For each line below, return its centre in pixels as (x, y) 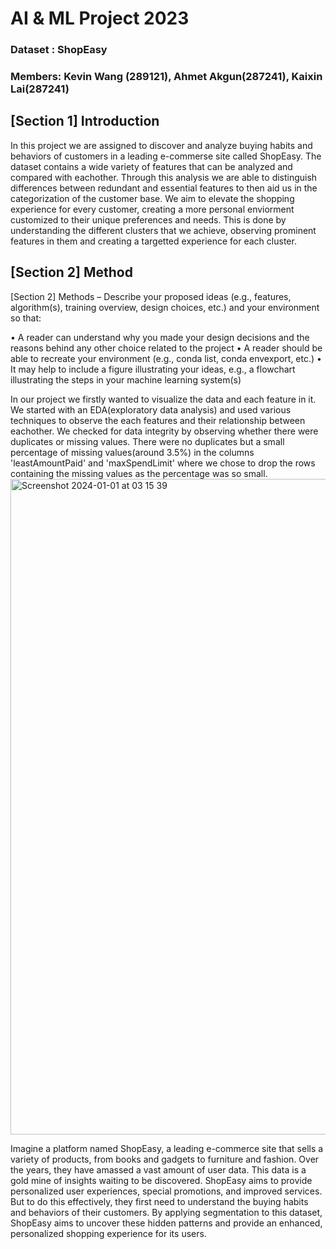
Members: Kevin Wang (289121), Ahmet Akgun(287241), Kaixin (166, 77)
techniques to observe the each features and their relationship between (158, 420)
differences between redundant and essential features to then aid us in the (164, 188)
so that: (26, 318)
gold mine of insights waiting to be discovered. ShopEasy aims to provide (161, 1180)
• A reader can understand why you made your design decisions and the (160, 337)
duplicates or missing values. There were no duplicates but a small (147, 441)
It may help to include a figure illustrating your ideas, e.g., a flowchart (153, 369)
